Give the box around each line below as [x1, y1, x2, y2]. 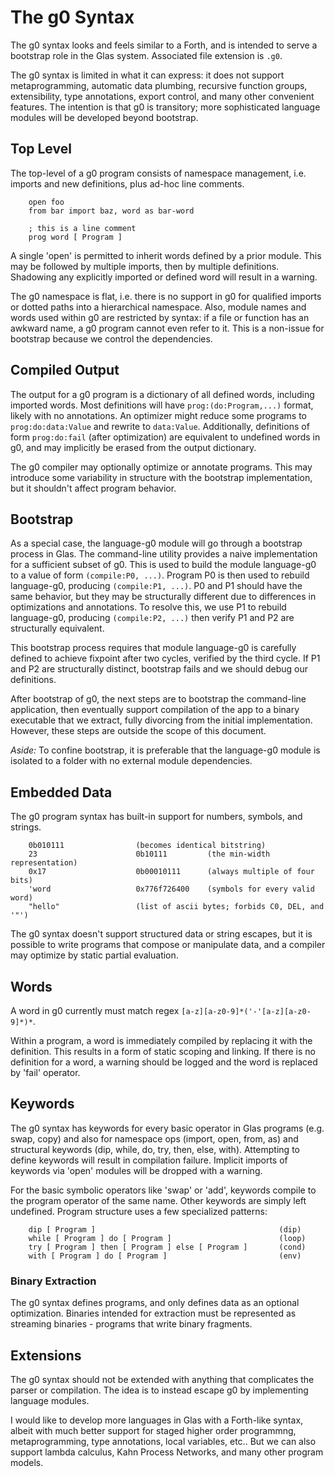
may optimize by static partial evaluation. [10, 949, 179, 961]
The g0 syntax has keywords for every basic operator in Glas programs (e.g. [10, 1122, 325, 1134]
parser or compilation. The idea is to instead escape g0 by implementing [10, 1384, 309, 1396]
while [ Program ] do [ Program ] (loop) [28, 1233, 307, 1243]
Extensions [10, 1347, 82, 1364]
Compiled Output [10, 362, 120, 379]
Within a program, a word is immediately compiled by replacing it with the [10, 1035, 313, 1046]
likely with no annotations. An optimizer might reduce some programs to [10, 409, 307, 421]
